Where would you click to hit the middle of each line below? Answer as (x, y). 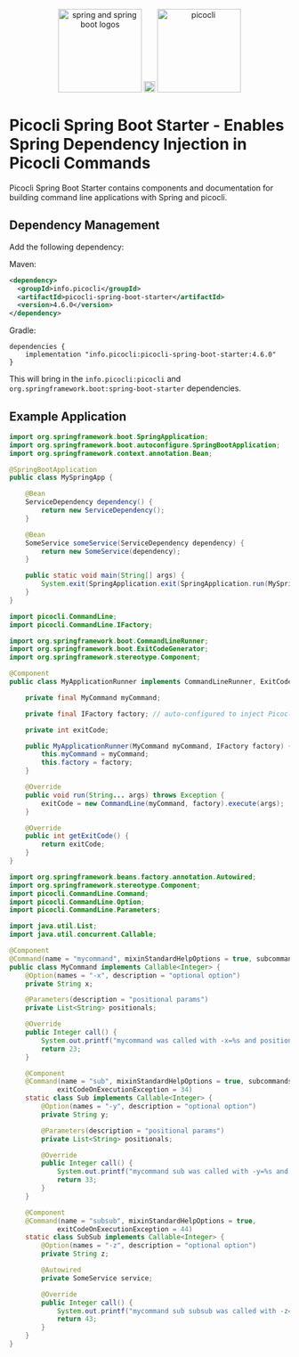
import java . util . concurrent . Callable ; (83, 935)
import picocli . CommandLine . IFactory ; (81, 625)
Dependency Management (85, 226)
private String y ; (75, 1114)
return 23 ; (61, 1049)
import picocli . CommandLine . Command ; (79, 894)
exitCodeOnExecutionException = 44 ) (125, 1229)
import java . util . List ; (53, 926)
